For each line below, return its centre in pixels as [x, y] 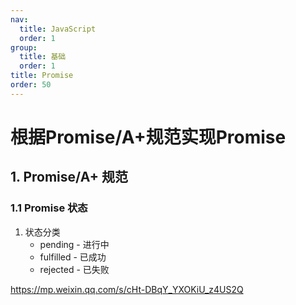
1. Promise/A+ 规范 [69, 177]
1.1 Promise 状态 [49, 208]
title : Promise [42, 76]
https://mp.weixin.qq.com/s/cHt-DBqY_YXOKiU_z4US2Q [127, 289]
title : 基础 [43, 57]
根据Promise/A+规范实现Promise [148, 137]
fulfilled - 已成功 [73, 257]
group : [24, 47]
